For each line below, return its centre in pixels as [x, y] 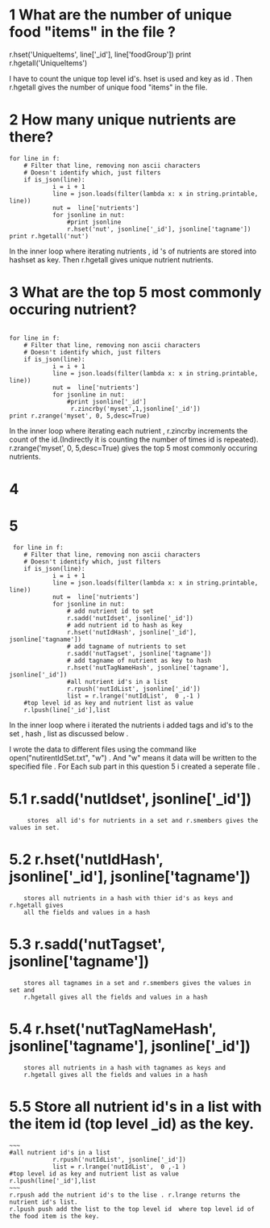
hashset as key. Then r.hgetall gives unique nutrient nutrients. [111, 259]
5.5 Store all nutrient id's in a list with [136, 1106]
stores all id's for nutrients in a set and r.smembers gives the [143, 820]
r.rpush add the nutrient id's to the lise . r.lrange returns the [125, 1195]
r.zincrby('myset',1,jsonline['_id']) [135, 409]
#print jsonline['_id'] [107, 401]
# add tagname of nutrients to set [126, 646]
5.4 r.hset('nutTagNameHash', [113, 1029]
